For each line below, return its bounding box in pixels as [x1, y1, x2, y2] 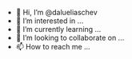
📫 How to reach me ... [15, 42, 90, 51]
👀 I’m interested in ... [15, 16, 84, 26]
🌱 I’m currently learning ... [15, 25, 102, 33]
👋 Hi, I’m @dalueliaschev [15, 8, 98, 17]
